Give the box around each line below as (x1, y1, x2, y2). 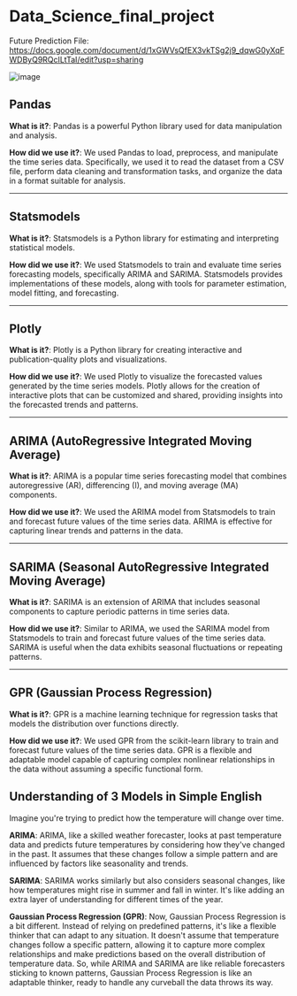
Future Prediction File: (9, 35, 89, 46)
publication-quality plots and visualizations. (9, 354, 168, 364)
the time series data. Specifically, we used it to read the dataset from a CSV (9, 157, 285, 167)
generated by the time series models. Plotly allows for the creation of (9, 380, 261, 391)
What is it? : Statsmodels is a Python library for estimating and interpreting (9, 233, 279, 243)
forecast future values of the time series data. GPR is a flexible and (9, 745, 253, 755)
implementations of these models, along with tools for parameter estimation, (9, 278, 287, 288)
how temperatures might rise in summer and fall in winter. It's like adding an (9, 885, 285, 895)
